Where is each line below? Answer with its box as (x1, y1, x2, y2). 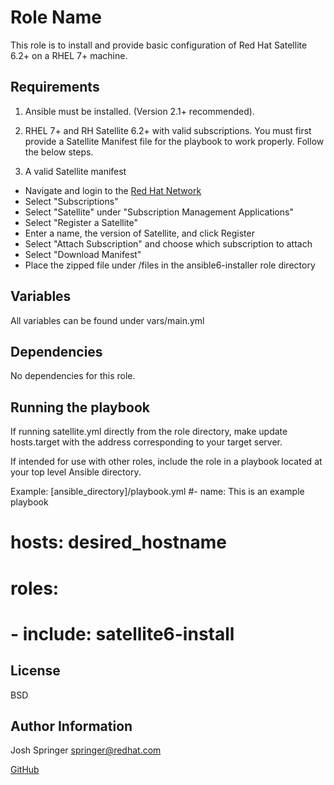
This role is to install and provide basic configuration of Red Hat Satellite (10, 39, 308, 51)
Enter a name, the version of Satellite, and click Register (24, 227, 255, 239)
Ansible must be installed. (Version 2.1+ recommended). (24, 105, 255, 117)
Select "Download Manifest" (24, 248, 142, 260)
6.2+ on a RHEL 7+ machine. (10, 49, 128, 61)
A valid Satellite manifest (24, 165, 127, 177)
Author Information (10, 717, 133, 735)
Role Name (10, 6, 102, 29)
